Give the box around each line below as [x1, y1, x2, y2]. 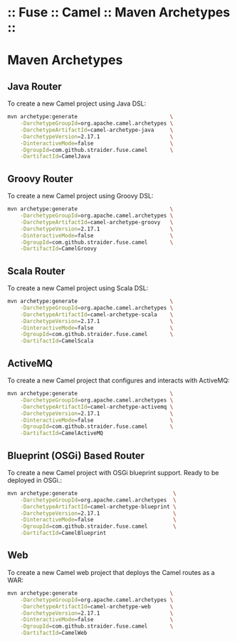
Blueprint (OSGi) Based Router [7, 449, 145, 462]
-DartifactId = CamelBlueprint [20, 529, 107, 537]
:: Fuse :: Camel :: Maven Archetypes [7, 4, 231, 21]
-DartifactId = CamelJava [20, 153, 91, 160]
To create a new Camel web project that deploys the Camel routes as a [7, 568, 215, 576]
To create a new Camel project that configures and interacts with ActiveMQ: [7, 376, 230, 384]
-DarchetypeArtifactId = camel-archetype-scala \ [20, 311, 174, 318]
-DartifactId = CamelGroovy [20, 245, 98, 253]
